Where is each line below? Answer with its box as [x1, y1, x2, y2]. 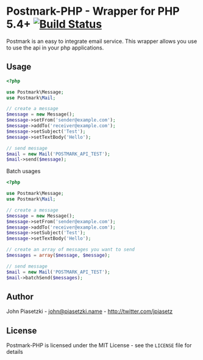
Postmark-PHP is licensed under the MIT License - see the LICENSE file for [6, 342, 192, 349]
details [6, 348, 23, 356]
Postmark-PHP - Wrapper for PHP [6, 4, 180, 18]
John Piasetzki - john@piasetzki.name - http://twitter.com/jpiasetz [6, 307, 173, 315]
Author [6, 292, 34, 302]
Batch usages [6, 167, 41, 175]
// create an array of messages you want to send [6, 246, 135, 253]
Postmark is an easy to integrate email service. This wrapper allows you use [6, 37, 198, 45]
